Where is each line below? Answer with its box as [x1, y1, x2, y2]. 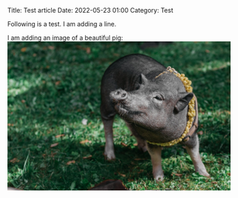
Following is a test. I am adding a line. [7, 20, 117, 28]
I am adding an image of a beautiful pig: [7, 33, 123, 42]
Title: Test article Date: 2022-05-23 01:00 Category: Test [7, 6, 174, 14]
